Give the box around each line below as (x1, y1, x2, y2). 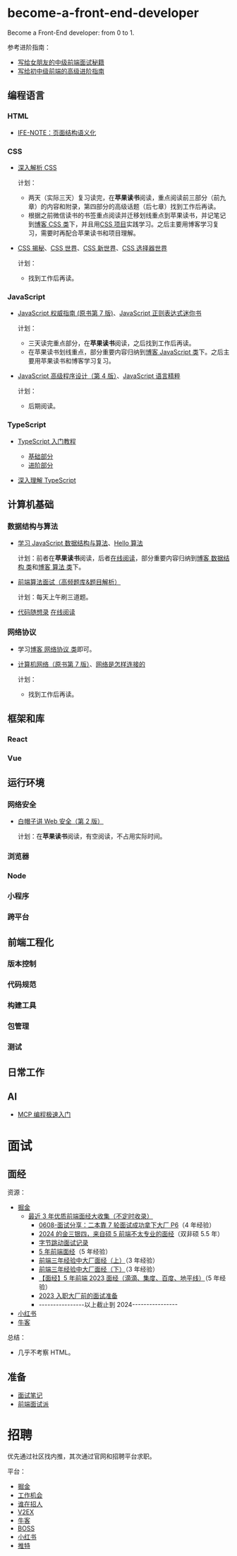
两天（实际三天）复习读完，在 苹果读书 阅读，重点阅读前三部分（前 (28, 193, 220, 202)
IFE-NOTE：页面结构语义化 (17, 128, 97, 137)
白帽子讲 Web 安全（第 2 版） (17, 817, 104, 826)
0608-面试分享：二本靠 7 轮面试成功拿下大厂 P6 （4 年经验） (38, 1221, 216, 1229)
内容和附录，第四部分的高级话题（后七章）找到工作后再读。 (47, 202, 220, 210)
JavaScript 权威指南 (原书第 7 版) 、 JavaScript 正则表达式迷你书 (17, 309, 202, 318)
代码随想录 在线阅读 (17, 608, 75, 616)
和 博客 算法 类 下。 (31, 563, 85, 571)
